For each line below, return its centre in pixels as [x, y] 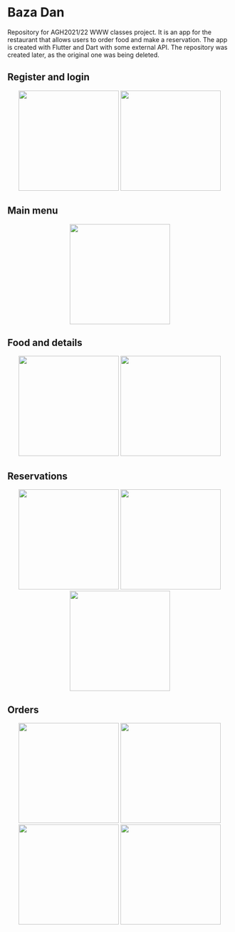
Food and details [45, 342]
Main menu [33, 211]
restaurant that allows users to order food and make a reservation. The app [117, 39]
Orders [23, 710]
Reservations [37, 476]
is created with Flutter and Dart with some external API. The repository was [117, 47]
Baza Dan [36, 12]
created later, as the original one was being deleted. [84, 55]
